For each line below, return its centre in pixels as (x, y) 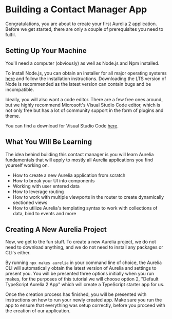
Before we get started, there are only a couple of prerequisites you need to (84, 29)
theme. (13, 116)
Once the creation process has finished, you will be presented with (76, 294)
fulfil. (11, 34)
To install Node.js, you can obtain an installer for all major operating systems (86, 73)
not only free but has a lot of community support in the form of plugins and (84, 110)
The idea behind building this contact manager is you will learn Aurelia (80, 154)
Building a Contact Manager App (76, 10)
